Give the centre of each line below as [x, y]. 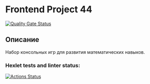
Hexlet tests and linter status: [43, 65]
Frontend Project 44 [49, 9]
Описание [22, 40]
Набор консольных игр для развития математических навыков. [75, 52]
